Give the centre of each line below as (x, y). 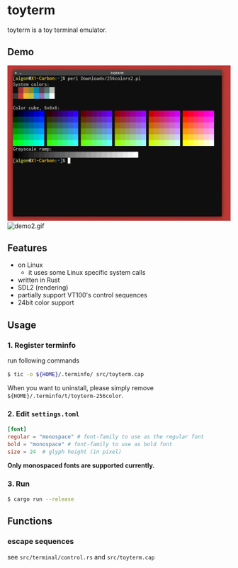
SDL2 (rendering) (43, 288)
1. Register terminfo (42, 345)
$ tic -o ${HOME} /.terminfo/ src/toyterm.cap (75, 375)
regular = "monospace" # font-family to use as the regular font (106, 437)
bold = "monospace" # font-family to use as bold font (90, 445)
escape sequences (41, 542)
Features (27, 248)
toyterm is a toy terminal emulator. (57, 30)
